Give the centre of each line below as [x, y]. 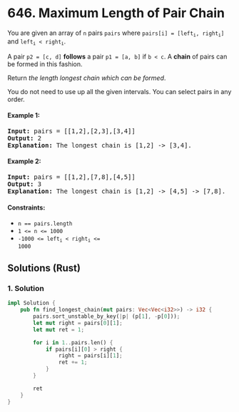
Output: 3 [24, 184]
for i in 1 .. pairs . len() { [73, 343]
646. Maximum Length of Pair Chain [116, 13]
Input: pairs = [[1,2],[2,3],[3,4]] [71, 131]
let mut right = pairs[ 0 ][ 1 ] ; [78, 323]
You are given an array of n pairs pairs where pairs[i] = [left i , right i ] [116, 34]
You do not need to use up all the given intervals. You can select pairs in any [119, 91]
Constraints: [26, 207]
